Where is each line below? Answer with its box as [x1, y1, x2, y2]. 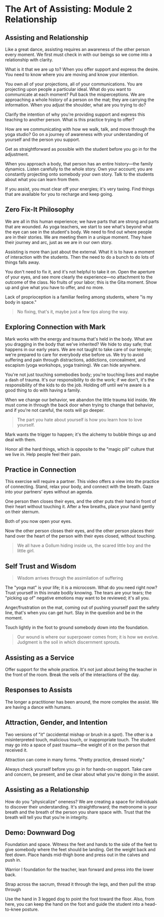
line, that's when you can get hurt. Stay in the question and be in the [5, 610, 143, 616]
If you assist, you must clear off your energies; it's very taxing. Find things [5, 186, 155, 192]
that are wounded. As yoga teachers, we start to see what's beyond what [5, 223, 153, 229]
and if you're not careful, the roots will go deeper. [5, 407, 105, 413]
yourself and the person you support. [5, 136, 80, 142]
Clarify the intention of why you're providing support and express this [5, 111, 145, 117]
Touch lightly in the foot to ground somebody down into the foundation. [5, 624, 149, 630]
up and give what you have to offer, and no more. [5, 284, 104, 290]
